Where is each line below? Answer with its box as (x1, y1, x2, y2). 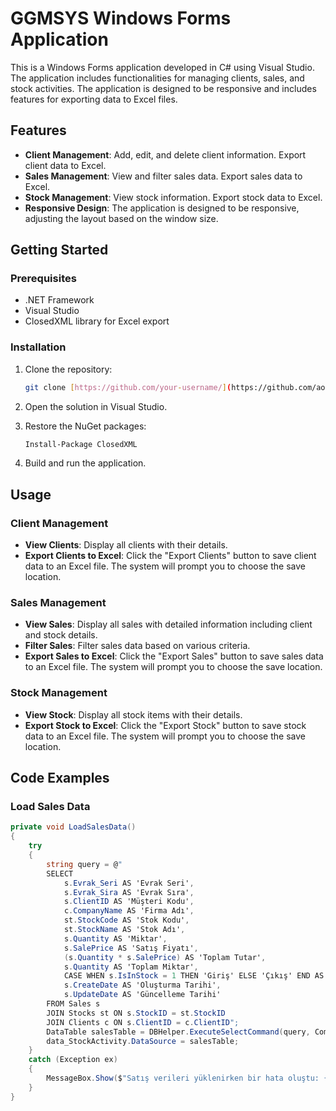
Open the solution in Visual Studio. (24, 400, 168, 412)
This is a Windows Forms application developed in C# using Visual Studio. (10, 61, 315, 73)
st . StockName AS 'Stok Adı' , (63, 925, 186, 935)
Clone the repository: (24, 363, 113, 375)
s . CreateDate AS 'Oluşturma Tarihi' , (63, 980, 222, 991)
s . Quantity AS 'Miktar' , (63, 933, 168, 944)
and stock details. (24, 629, 98, 641)
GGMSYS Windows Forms (10, 7, 232, 30)
